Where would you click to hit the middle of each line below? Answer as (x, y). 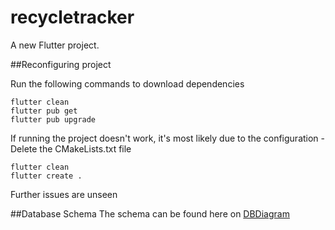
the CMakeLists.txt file (85, 148)
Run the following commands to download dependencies (127, 83)
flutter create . (46, 176)
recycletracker (72, 17)
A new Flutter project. (55, 45)
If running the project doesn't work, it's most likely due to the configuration (164, 138)
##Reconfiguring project (61, 64)
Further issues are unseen (64, 194)
